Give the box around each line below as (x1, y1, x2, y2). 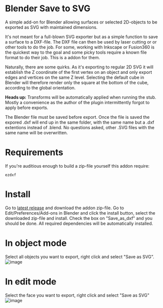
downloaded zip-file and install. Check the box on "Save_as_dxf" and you (5, 215, 153, 221)
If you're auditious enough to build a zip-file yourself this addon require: (5, 163, 150, 169)
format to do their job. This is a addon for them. (5, 54, 100, 60)
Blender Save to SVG (5, 3, 91, 14)
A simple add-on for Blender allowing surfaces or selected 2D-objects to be (5, 19, 158, 25)
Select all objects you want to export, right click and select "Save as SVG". (5, 254, 155, 260)
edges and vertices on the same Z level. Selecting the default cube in (5, 74, 144, 80)
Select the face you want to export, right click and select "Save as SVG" (5, 292, 150, 298)
